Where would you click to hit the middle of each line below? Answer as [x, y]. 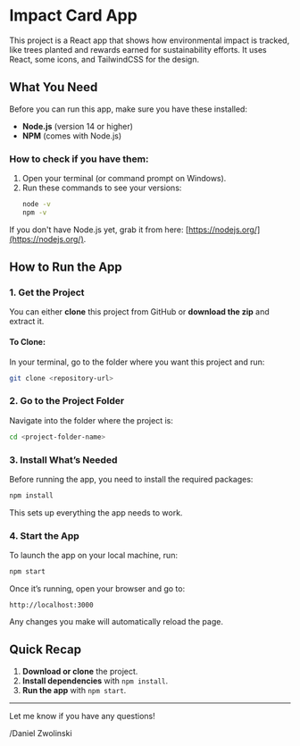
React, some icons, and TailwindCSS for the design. [104, 59]
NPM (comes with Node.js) [72, 136]
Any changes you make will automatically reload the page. [116, 622]
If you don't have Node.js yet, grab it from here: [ [99, 230]
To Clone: [28, 342]
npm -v [34, 212]
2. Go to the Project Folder [67, 401]
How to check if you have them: [79, 159]
